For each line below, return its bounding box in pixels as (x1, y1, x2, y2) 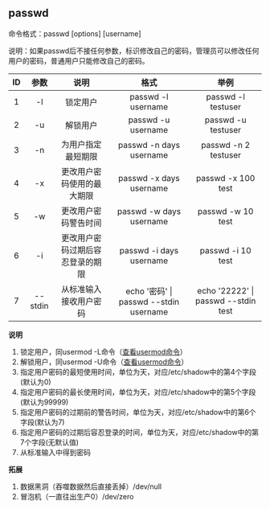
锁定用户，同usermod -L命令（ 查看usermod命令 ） (19, 347, 187, 356)
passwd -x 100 (195, 172, 256, 183)
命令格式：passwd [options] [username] (8, 28, 141, 39)
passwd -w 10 (197, 205, 254, 216)
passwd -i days (119, 244, 179, 256)
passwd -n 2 (200, 139, 251, 150)
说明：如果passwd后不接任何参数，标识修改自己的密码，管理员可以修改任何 (8, 46, 260, 55)
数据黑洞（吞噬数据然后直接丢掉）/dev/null (19, 482, 162, 491)
